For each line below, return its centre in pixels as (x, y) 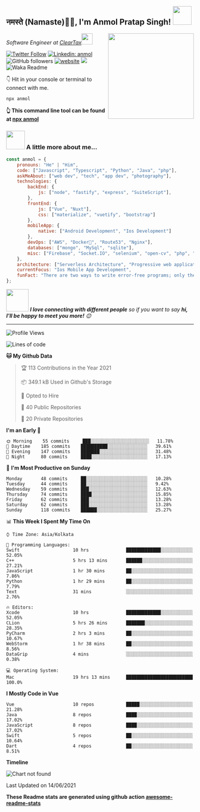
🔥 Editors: (20, 607)
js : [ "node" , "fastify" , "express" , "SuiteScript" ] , (105, 193)
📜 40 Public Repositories (51, 407)
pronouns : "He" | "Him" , (48, 165)
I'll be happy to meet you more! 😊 (49, 316)
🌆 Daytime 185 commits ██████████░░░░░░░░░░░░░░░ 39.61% (89, 447)
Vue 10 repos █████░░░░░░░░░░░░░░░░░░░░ (100, 705)
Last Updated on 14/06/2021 (41, 785)
